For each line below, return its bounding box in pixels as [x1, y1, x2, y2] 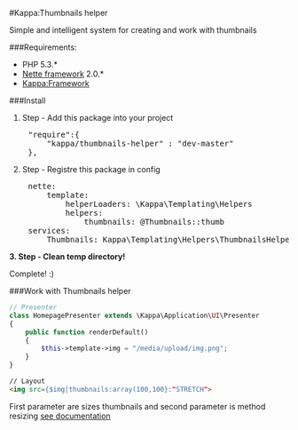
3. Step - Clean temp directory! [9, 251, 126, 261]
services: [27, 226, 71, 235]
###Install [9, 95, 46, 106]
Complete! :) [9, 268, 55, 279]
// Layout [9, 377, 46, 386]
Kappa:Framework [21, 78, 90, 88]
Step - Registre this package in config [21, 164, 161, 174]
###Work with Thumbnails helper [9, 286, 131, 296]
